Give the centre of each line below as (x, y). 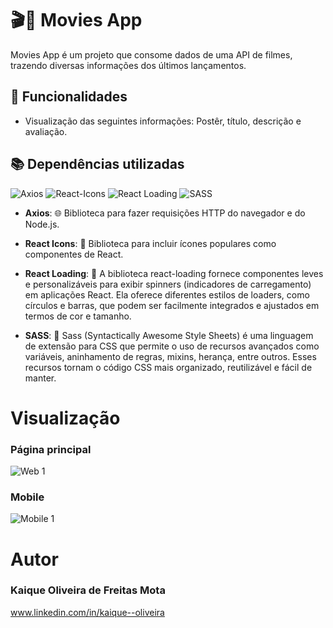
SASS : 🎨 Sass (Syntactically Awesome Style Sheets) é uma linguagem (169, 335)
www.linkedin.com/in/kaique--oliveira (87, 612)
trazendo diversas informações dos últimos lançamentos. (128, 65)
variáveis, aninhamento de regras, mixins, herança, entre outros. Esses (170, 356)
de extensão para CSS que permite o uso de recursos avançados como (172, 346)
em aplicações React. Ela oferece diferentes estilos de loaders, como (167, 294)
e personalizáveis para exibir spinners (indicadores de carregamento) (168, 284)
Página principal (51, 449)
